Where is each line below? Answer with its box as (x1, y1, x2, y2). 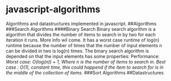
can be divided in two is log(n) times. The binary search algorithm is (6, 48, 149, 54)
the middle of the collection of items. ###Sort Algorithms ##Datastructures (6, 69, 164, 75)
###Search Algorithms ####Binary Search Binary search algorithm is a (6, 26, 156, 32)
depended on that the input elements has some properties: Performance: (6, 53, 160, 59)
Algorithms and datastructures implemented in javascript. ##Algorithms (6, 21, 157, 27)
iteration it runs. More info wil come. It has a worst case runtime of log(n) (6, 37, 160, 43)
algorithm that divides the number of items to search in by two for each (6, 31, 156, 37)
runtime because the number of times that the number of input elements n (6, 42, 162, 48)
